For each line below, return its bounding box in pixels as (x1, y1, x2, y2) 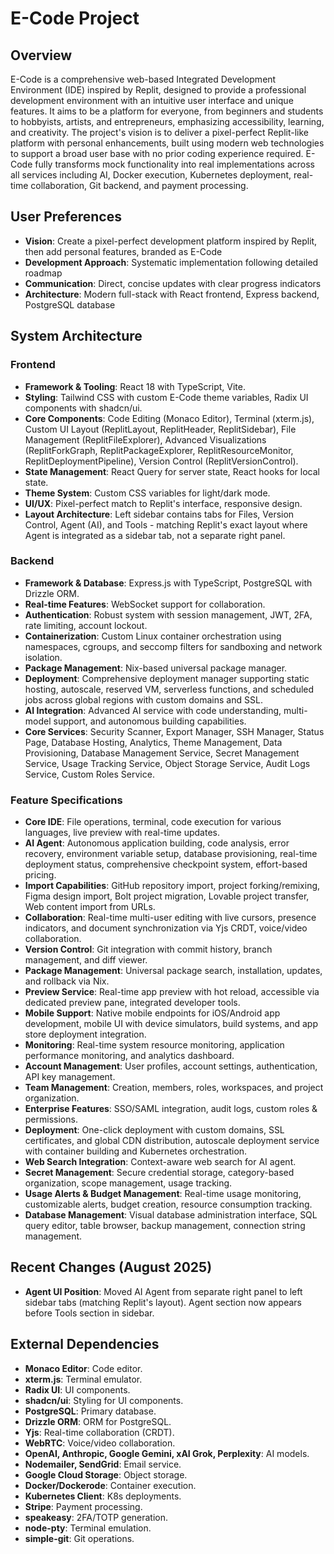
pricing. (24, 869, 57, 881)
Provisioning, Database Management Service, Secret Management (24, 747, 300, 759)
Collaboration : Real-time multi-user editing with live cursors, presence (24, 912, 317, 924)
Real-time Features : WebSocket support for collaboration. (24, 598, 266, 610)
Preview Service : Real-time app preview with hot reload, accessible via (24, 986, 320, 998)
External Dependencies (10, 1336, 160, 1353)
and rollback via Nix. (24, 975, 110, 987)
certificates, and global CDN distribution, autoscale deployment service (24, 1135, 320, 1147)
